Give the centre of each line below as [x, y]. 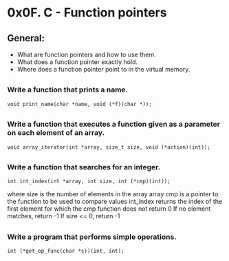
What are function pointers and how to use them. [86, 54]
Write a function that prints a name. [68, 90]
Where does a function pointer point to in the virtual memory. [103, 69]
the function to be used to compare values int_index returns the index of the [115, 202]
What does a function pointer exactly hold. [77, 62]
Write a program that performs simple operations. [92, 237]
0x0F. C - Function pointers [87, 13]
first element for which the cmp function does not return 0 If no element [109, 209]
